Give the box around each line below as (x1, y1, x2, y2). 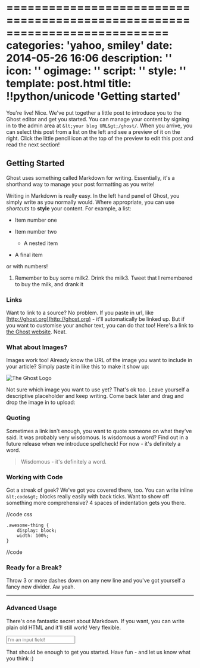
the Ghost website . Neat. (6, 328, 67, 335)
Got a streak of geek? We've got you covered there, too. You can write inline (6, 486, 193, 494)
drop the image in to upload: (6, 399, 76, 406)
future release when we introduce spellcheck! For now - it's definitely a (6, 440, 181, 447)
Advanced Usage (6, 604, 57, 612)
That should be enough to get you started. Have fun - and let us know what (6, 648, 191, 655)
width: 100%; (17, 532, 49, 538)
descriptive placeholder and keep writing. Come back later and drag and (6, 393, 184, 400)
